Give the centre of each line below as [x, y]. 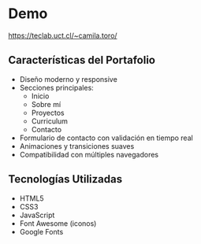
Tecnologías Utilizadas [65, 179]
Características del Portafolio [82, 60]
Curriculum [50, 121]
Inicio [40, 96]
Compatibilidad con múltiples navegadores [89, 154]
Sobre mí [46, 104]
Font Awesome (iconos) [58, 223]
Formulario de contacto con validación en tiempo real [106, 138]
